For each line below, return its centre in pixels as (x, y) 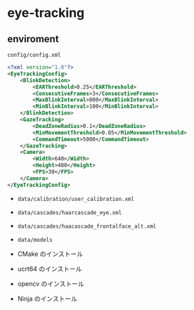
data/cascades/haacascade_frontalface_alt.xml (87, 226)
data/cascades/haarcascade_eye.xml (70, 212)
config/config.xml (34, 55)
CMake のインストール (50, 254)
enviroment (33, 39)
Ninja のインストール (47, 298)
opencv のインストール (51, 283)
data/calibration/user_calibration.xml (76, 199)
